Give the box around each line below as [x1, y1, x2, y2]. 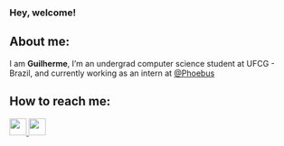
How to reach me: [9, 94, 111, 109]
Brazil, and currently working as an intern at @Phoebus [9, 68, 215, 78]
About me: [9, 34, 71, 50]
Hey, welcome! [9, 6, 77, 19]
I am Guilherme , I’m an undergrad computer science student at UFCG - [9, 58, 275, 68]
